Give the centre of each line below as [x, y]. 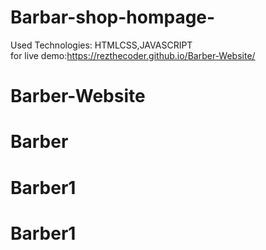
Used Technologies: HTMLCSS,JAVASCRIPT [101, 45]
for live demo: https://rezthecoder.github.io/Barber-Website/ [133, 55]
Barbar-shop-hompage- [113, 17]
